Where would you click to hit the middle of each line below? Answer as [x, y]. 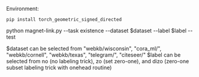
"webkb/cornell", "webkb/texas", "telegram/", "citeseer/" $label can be [94, 55]
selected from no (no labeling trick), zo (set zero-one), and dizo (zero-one [98, 61]
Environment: [22, 9]
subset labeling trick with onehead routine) [59, 67]
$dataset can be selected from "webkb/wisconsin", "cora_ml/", [84, 48]
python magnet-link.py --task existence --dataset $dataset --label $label [97, 30]
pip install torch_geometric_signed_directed [64, 20]
